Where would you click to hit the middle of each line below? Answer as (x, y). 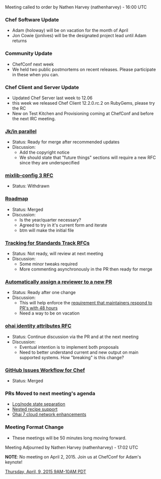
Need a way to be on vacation (50, 313)
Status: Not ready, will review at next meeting (58, 253)
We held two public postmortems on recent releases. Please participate (84, 69)
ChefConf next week (33, 64)
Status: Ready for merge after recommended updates (66, 142)
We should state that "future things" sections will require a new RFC (88, 158)
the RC (19, 108)
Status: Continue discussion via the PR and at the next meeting (75, 337)
